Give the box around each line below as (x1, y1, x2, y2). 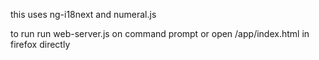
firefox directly (10, 39, 71, 50)
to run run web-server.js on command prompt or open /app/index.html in (10, 28, 310, 39)
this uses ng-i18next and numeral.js (10, 9, 157, 20)
